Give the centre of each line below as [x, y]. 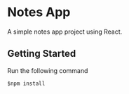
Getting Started [42, 54]
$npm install [26, 83]
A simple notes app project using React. [65, 32]
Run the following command [48, 70]
